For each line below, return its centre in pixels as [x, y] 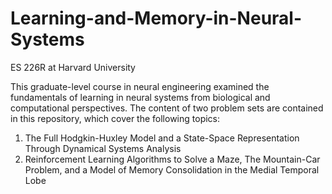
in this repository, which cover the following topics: [115, 118]
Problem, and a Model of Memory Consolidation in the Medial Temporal [172, 169]
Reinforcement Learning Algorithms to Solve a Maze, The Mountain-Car [172, 159]
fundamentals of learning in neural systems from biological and [140, 97]
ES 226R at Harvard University [73, 67]
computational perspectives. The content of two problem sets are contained [167, 108]
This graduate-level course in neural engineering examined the [140, 86]
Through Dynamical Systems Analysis [103, 148]
